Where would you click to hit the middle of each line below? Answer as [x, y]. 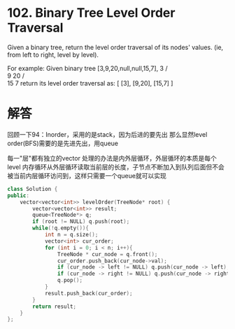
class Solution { [33, 189]
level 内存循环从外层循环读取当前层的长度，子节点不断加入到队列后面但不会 [116, 167]
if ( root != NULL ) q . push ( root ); [81, 222]
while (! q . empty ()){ [61, 228]
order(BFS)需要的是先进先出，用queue [63, 143]
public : [19, 195]
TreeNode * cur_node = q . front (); [107, 254]
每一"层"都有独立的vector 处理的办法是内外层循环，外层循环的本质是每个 [112, 158]
